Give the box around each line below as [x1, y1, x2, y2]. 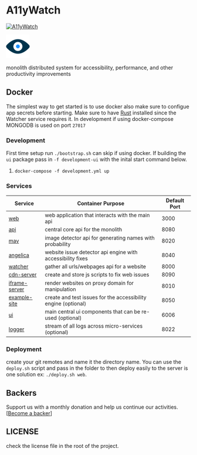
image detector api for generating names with [45, 234, 155, 241]
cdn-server [8, 271, 37, 278]
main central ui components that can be [45, 308, 141, 315]
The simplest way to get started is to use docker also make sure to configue [6, 103, 189, 110]
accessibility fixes [45, 255, 88, 262]
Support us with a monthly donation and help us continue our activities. [6, 403, 178, 410]
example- [8, 294, 33, 301]
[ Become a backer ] [6, 409, 53, 417]
